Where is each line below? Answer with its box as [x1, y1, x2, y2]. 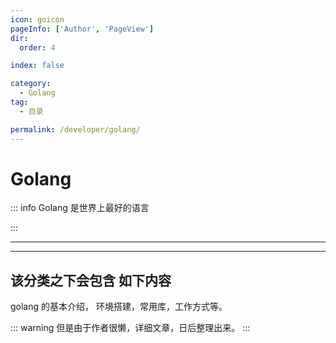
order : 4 [19, 42, 56, 53]
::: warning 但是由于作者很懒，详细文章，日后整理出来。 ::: [10, 322, 251, 334]
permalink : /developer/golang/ [10, 124, 141, 135]
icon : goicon [10, 14, 65, 25]
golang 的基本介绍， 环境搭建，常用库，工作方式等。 [10, 301, 228, 313]
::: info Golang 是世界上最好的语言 [10, 202, 150, 214]
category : [10, 79, 52, 89]
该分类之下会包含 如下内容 [10, 272, 172, 289]
